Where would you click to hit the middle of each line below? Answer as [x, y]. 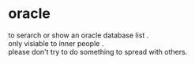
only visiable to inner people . [56, 43]
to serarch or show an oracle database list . [79, 35]
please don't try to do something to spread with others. [98, 52]
